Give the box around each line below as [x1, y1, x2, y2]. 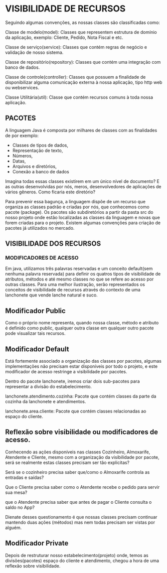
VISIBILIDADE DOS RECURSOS [5, 240, 101, 248]
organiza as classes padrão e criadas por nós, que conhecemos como [5, 204, 150, 210]
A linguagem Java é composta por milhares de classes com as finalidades [5, 127, 158, 133]
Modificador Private [5, 539, 69, 548]
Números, [12, 152, 33, 158]
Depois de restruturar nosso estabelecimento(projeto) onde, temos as [5, 552, 149, 558]
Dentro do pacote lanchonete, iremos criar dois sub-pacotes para [5, 378, 140, 384]
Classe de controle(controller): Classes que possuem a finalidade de [5, 74, 146, 80]
